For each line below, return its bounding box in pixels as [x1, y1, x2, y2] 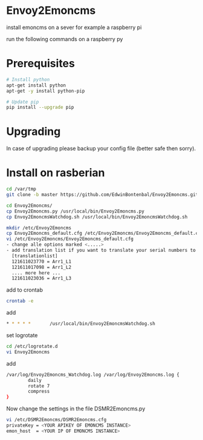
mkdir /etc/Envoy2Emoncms [6, 225, 71, 231]
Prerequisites [6, 57, 76, 70]
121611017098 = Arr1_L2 [11, 264, 71, 270]
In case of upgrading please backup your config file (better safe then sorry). [6, 145, 196, 152]
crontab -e [6, 298, 34, 304]
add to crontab [6, 286, 43, 294]
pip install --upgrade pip [6, 104, 74, 111]
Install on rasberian [6, 166, 105, 180]
